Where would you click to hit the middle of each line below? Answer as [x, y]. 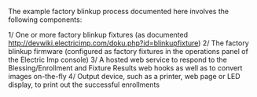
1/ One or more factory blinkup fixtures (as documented [98, 35]
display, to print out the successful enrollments [84, 84]
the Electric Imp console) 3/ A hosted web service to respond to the [118, 59]
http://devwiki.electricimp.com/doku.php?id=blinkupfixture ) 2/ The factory [128, 43]
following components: [45, 20]
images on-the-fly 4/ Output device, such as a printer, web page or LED [125, 76]
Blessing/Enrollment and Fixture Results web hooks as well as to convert [125, 68]
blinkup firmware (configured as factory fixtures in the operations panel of [128, 51]
